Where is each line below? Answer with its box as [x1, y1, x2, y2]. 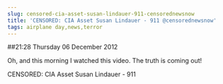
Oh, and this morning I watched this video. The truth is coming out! [7, 56, 202, 65]
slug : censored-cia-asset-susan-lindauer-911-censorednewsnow [7, 10, 195, 18]
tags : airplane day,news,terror [7, 23, 103, 30]
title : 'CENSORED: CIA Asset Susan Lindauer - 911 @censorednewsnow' [7, 17, 217, 24]
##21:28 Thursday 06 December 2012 [7, 43, 118, 52]
